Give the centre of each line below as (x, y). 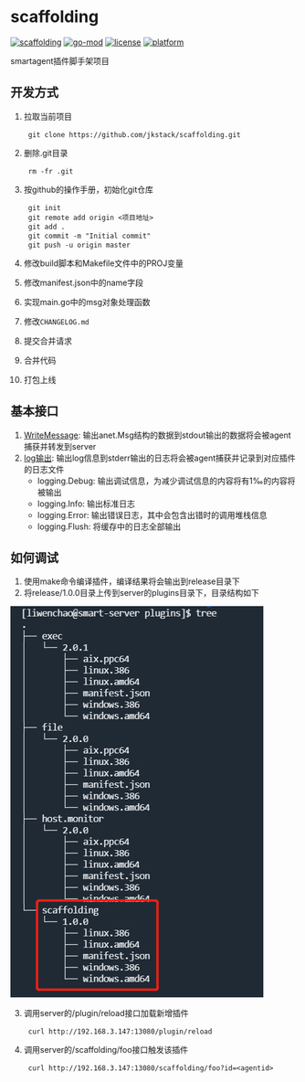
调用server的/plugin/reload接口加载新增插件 (106, 1013)
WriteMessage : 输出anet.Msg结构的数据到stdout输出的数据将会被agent (157, 435)
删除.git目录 (46, 153)
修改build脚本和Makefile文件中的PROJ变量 (103, 263)
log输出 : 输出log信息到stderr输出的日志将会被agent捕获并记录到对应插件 (159, 458)
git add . (47, 227)
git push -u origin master (79, 245)
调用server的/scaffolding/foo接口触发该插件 (105, 1050)
